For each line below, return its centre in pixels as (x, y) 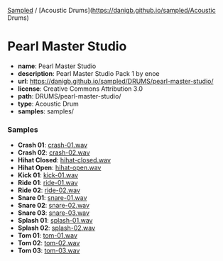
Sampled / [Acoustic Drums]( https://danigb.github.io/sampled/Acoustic (111, 10)
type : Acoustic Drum (48, 104)
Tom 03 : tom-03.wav (49, 250)
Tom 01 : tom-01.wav (48, 235)
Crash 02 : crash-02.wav (54, 152)
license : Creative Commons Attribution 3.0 (80, 89)
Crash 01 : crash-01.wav (52, 145)
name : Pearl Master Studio (57, 66)
